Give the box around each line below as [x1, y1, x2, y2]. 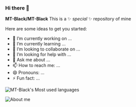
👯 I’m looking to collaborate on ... [12, 46, 80, 52]
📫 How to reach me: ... [12, 62, 60, 68]
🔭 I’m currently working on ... [12, 35, 72, 41]
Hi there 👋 [5, 4, 30, 11]
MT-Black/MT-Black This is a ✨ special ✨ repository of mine [5, 16, 131, 22]
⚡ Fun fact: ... [12, 75, 40, 81]
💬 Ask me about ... [12, 57, 50, 63]
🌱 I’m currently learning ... [12, 41, 66, 47]
